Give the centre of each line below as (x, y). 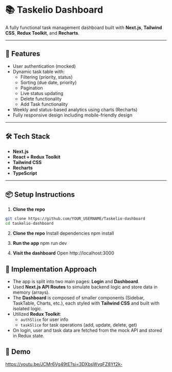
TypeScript (25, 173)
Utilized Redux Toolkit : (37, 314)
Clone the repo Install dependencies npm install (63, 234)
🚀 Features (23, 54)
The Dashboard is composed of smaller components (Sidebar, (79, 297)
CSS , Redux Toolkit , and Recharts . (42, 33)
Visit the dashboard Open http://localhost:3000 (63, 253)
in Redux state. (28, 336)
